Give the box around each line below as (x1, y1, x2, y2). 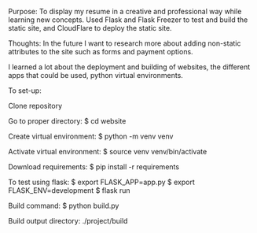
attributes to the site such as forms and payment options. (8, 47, 194, 56)
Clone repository (8, 102, 63, 110)
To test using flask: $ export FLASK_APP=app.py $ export (8, 177, 195, 187)
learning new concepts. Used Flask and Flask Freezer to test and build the (8, 15, 248, 24)
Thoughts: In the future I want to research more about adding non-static (8, 39, 241, 48)
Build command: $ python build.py (8, 201, 119, 210)
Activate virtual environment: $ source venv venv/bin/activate (8, 147, 207, 156)
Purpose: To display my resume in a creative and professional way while (8, 7, 242, 16)
